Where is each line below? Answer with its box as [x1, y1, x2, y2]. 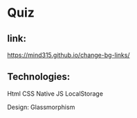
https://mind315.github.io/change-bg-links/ [7, 51, 130, 59]
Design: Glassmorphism [7, 103, 75, 111]
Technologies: [7, 71, 71, 83]
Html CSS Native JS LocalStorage [7, 89, 104, 98]
